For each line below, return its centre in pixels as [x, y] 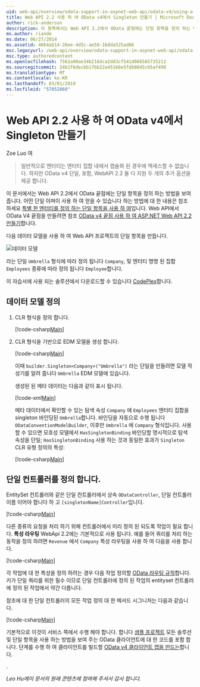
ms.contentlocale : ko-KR [37, 78]
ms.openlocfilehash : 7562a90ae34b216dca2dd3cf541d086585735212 [86, 61]
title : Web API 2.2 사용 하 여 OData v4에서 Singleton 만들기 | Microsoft [95, 17]
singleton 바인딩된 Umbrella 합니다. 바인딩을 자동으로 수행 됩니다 [90, 417]
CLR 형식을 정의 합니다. [42, 317]
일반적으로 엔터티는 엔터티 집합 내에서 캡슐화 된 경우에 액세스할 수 [97, 166]
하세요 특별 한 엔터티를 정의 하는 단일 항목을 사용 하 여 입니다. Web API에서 [93, 208]
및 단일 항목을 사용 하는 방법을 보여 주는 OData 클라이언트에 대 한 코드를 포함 [95, 640]
